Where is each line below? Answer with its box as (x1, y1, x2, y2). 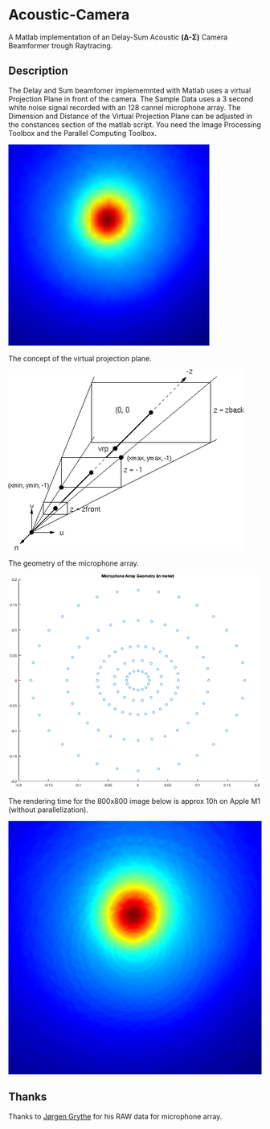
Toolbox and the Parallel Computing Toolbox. (8, 128, 157, 138)
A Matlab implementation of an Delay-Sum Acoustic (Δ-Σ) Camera (8, 32, 228, 42)
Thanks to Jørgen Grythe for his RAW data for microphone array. (8, 1111, 223, 1121)
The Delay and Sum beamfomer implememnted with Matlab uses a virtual (8, 85, 252, 95)
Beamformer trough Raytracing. (8, 40, 113, 50)
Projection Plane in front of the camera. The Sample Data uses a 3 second (8, 94, 254, 104)
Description (8, 64, 68, 78)
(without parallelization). (8, 805, 88, 814)
